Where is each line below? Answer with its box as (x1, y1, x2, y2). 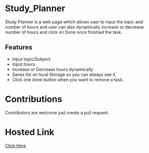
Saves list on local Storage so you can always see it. (12, 71, 116, 77)
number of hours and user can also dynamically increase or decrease (5, 24, 144, 30)
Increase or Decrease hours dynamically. (12, 66, 95, 72)
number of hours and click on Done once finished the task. (5, 29, 123, 35)
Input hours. (12, 61, 36, 67)
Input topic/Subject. (12, 56, 52, 62)
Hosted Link (5, 126, 54, 138)
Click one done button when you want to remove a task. (12, 76, 124, 82)
